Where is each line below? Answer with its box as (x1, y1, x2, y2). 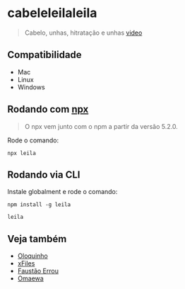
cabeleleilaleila (7, 5, 97, 21)
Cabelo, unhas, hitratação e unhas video (24, 28, 143, 37)
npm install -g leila (7, 201, 71, 208)
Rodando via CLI (7, 169, 80, 181)
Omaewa (17, 274, 44, 283)
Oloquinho (17, 251, 48, 260)
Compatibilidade (7, 49, 83, 61)
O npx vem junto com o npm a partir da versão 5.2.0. (24, 122, 178, 130)
